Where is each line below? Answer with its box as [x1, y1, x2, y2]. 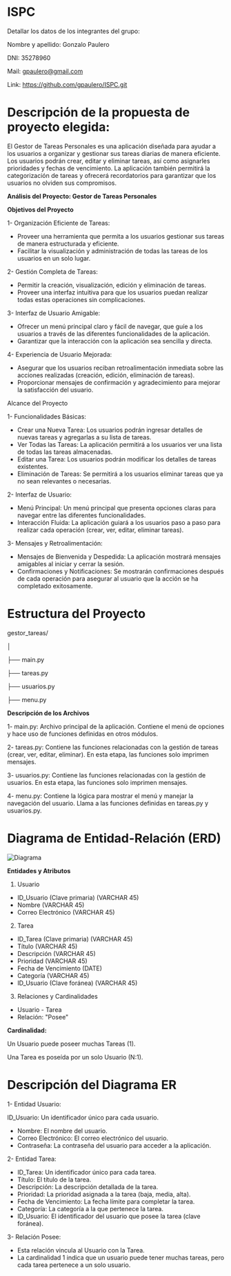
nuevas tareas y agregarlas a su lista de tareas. [17, 432, 152, 441]
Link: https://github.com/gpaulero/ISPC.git [7, 80, 128, 88]
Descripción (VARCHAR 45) [17, 949, 96, 957]
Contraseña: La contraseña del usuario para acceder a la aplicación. [17, 1141, 212, 1149]
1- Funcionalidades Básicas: [7, 412, 86, 421]
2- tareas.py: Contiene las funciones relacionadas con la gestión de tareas [7, 743, 219, 751]
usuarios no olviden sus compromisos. [7, 179, 117, 187]
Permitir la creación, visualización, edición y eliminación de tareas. [17, 281, 207, 289]
